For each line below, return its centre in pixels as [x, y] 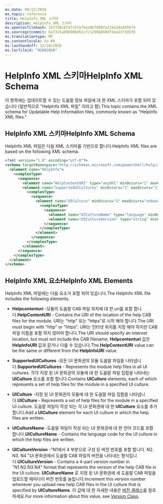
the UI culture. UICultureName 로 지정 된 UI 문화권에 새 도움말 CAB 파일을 [84, 473]
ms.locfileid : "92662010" [31, 50]
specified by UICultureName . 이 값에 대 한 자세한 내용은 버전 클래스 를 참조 [84, 490]
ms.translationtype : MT [29, 37]
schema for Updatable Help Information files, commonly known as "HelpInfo [81, 112]
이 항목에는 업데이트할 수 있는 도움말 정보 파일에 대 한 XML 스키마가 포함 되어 [78, 101]
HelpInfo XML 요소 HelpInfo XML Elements [69, 280]
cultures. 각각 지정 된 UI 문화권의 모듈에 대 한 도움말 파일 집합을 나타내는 [81, 373]
